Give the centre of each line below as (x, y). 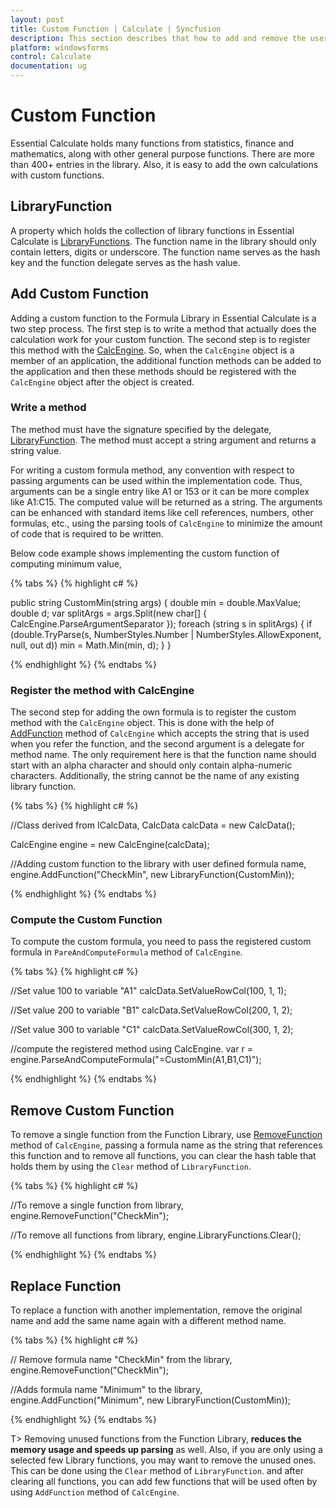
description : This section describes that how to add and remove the (158, 38)
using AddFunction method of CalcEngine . (95, 1492)
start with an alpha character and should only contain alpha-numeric (151, 765)
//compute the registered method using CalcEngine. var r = (131, 1049)
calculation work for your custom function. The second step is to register (160, 339)
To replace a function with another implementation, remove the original (156, 1310)
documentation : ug (48, 66)
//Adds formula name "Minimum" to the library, (106, 1390)
